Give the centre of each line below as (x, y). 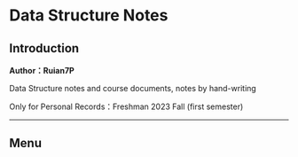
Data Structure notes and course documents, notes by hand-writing (133, 88)
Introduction (44, 48)
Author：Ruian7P (42, 71)
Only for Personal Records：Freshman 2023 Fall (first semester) (126, 106)
